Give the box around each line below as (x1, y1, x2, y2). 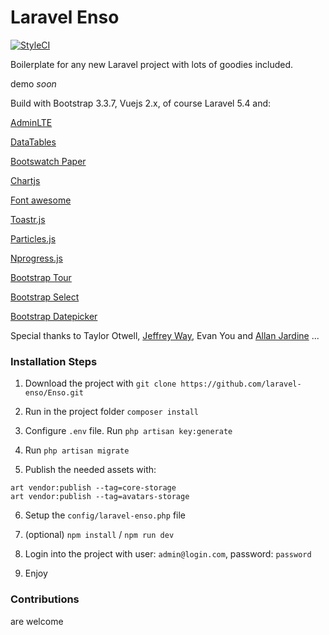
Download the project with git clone (24, 377, 177, 390)
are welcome (10, 615, 64, 627)
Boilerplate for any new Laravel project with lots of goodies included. (10, 58, 294, 70)
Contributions (10, 592, 80, 606)
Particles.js (10, 232, 57, 245)
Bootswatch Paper (10, 155, 87, 167)
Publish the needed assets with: (24, 464, 157, 476)
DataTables (10, 136, 57, 148)
